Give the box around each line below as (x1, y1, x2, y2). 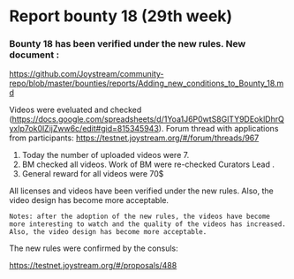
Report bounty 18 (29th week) (9, 6, 233, 26)
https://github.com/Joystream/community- (9, 69, 164, 79)
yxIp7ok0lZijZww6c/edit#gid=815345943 (9, 124, 159, 134)
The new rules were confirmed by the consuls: (9, 243, 178, 253)
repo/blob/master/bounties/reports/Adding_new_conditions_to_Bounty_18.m (9, 78, 284, 89)
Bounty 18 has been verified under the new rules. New (9, 38, 246, 50)
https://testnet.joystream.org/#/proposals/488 (9, 260, 177, 271)
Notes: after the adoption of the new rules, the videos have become (9, 212, 271, 222)
